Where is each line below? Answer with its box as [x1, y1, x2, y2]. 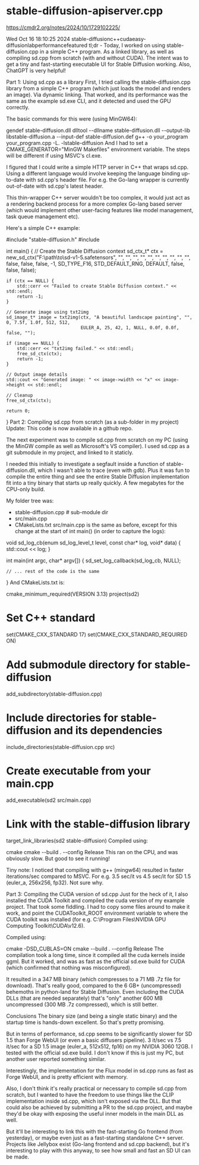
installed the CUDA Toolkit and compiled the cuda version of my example [6, 896, 185, 904]
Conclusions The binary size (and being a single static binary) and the [6, 1012, 178, 1019]
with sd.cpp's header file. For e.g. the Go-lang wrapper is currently [26, 176, 189, 183]
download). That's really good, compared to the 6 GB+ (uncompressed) [6, 982, 182, 989]
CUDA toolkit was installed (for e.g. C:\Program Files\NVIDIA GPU [6, 915, 166, 922]
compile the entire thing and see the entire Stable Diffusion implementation [6, 473, 189, 480]
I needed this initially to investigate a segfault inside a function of [6, 460, 165, 467]
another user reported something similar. [6, 1055, 106, 1062]
